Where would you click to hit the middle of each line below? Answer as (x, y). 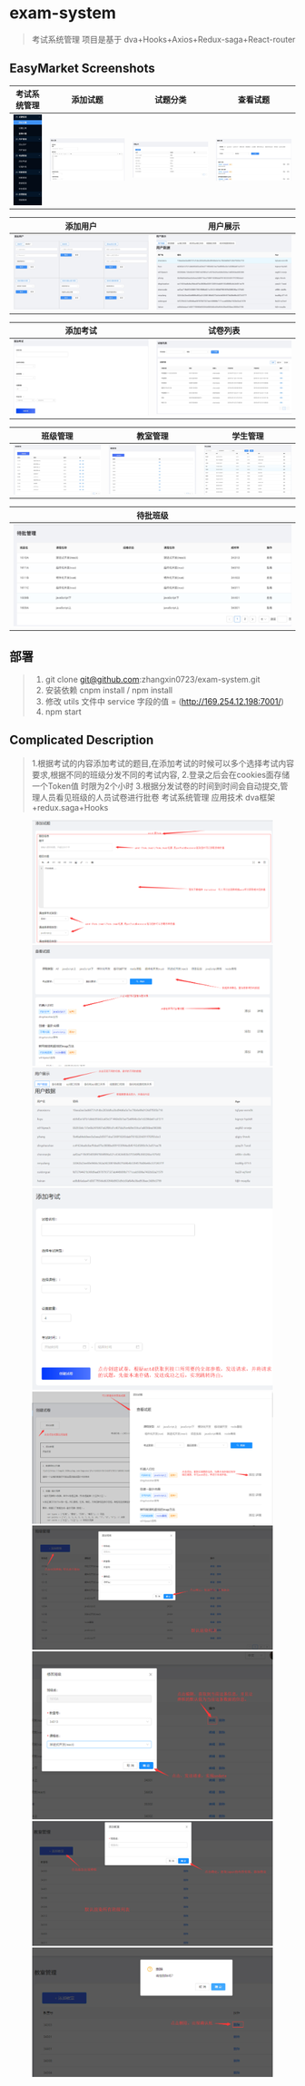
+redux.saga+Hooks (70, 807)
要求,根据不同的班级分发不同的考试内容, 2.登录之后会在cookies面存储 (161, 774)
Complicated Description (82, 740)
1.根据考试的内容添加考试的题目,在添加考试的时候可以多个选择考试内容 (163, 763)
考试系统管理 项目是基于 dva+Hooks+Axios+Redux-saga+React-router (163, 39)
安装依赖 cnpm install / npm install (109, 690)
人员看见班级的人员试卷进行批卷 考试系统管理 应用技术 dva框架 (157, 797)
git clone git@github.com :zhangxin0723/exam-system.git (152, 679)
